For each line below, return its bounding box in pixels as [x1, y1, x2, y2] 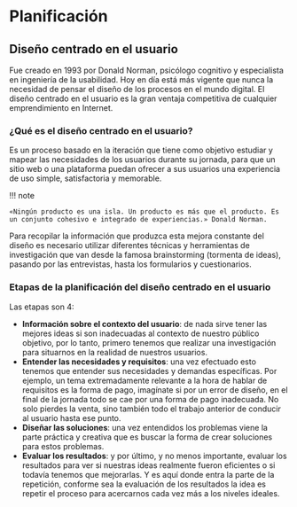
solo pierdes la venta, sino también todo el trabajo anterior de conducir [21, 403, 281, 414]
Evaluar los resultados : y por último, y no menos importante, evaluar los [21, 450, 287, 461]
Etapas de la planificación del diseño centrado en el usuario [9, 281, 271, 293]
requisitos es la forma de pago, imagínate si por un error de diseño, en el [21, 384, 288, 395]
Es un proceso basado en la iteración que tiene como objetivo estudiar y [9, 144, 273, 156]
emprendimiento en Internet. [9, 103, 113, 113]
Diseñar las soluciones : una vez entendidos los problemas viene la [21, 422, 269, 433]
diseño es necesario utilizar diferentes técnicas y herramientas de [9, 240, 250, 251]
